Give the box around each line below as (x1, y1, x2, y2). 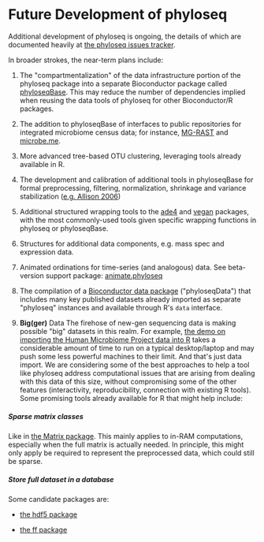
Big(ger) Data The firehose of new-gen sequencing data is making (19, 317, 236, 328)
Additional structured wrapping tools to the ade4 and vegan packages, (19, 206, 250, 216)
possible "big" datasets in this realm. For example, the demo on (19, 326, 226, 336)
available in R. (19, 159, 65, 169)
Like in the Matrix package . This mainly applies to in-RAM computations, (8, 431, 244, 440)
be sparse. (8, 456, 43, 466)
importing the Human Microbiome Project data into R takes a (19, 335, 216, 344)
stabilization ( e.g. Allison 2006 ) (19, 191, 121, 201)
